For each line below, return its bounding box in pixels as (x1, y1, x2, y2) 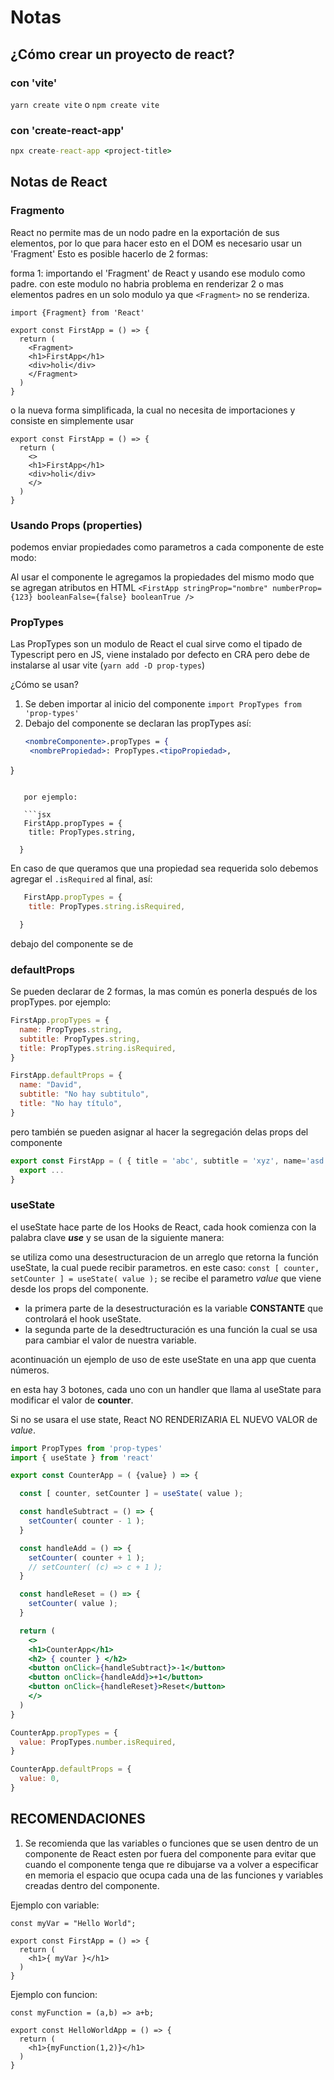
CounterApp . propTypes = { (10, 1727, 118, 1738)
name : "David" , (19, 1080, 83, 1090)
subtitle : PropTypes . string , (19, 1034, 141, 1044)
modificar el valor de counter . (10, 1394, 134, 1406)
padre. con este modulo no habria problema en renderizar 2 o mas (10, 277, 284, 290)
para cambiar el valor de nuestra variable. (24, 1334, 197, 1346)
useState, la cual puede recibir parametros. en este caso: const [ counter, (10, 1261, 320, 1273)
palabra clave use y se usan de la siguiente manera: (10, 1231, 225, 1243)
